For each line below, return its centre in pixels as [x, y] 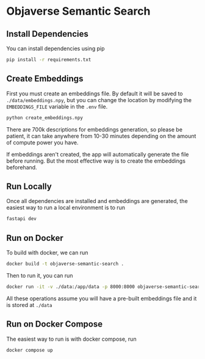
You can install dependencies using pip [56, 48]
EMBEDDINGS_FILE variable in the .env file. [57, 106]
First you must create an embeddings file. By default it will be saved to [95, 94]
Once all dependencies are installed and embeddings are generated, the [97, 201]
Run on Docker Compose [54, 324]
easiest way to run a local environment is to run [66, 208]
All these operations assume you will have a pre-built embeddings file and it [102, 298]
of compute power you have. [42, 142]
